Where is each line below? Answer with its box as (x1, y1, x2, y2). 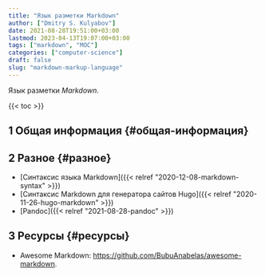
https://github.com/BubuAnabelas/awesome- (93, 250, 242, 260)
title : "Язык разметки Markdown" (8, 11, 120, 20)
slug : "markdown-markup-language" (8, 64, 124, 72)
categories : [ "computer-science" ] (8, 49, 124, 57)
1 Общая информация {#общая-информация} (8, 124, 249, 138)
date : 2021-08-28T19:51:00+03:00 (8, 26, 120, 34)
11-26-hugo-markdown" (19, 197, 99, 207)
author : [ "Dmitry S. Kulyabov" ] (8, 19, 116, 27)
